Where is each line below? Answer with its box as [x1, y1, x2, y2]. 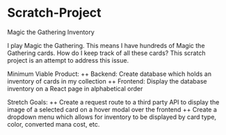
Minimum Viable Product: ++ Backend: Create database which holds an [7, 70, 212, 78]
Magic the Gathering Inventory [7, 28, 95, 36]
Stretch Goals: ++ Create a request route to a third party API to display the [7, 97, 220, 106]
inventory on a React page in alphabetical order [7, 84, 143, 93]
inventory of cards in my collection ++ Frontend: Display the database [7, 77, 207, 85]
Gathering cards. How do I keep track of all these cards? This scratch [7, 49, 206, 57]
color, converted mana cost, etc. [7, 120, 100, 128]
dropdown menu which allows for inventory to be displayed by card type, [7, 113, 217, 121]
